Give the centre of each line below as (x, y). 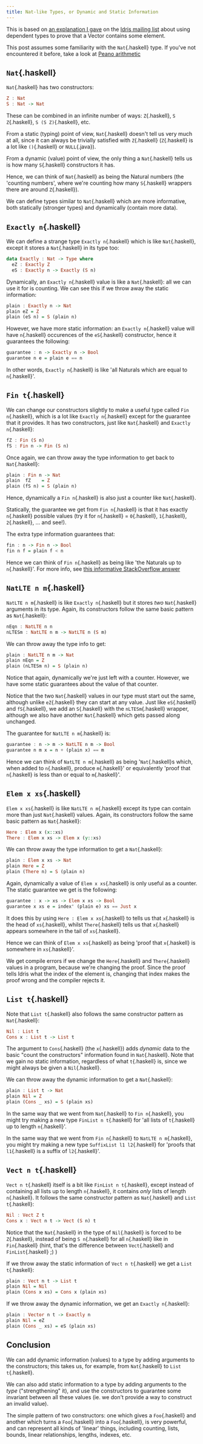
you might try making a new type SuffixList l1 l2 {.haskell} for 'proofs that (101, 1145)
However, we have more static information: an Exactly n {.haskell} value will (101, 328)
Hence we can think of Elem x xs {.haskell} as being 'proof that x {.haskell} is (101, 942)
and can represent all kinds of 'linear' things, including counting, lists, (93, 1428)
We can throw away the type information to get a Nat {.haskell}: (85, 850)
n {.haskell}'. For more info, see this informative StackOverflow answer (93, 569)
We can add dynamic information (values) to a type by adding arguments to (101, 1359)
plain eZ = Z (23, 311)
